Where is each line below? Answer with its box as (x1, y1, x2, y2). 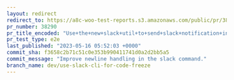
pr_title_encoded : (6, 29, 60, 37)
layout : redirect (6, 10, 57, 17)
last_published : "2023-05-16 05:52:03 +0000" (6, 42, 141, 49)
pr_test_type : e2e (6, 36, 60, 43)
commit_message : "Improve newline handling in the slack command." (6, 56, 207, 63)
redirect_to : (6, 17, 45, 24)
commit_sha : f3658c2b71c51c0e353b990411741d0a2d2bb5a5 (6, 49, 170, 56)
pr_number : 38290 (6, 23, 57, 30)
